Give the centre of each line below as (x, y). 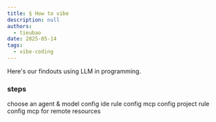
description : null (33, 20)
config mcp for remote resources (54, 111)
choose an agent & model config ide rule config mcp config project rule (108, 104)
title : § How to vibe (38, 13)
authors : (20, 26)
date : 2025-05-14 (32, 39)
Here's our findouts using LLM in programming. (74, 71)
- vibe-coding (33, 52)
